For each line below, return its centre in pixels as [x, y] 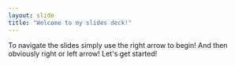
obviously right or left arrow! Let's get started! [83, 53]
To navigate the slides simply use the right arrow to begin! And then [118, 45]
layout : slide [32, 15]
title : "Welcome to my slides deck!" [70, 23]
